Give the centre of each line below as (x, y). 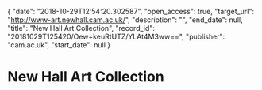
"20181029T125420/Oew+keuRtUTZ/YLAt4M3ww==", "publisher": (116, 36)
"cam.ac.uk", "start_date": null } (59, 45)
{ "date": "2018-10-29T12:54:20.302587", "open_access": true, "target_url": (131, 11)
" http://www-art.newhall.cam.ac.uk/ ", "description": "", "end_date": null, (125, 20)
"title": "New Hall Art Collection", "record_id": (81, 28)
